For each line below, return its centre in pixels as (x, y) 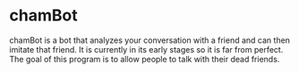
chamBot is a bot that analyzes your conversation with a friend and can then (150, 40)
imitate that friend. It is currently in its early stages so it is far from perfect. (146, 49)
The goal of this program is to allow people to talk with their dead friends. (145, 59)
